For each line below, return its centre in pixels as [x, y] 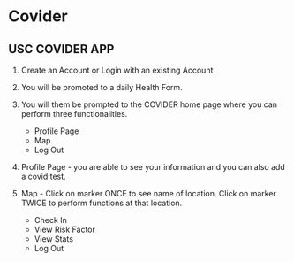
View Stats [54, 239]
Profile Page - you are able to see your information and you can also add [153, 167]
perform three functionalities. [74, 114]
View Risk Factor [65, 229]
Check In [50, 220]
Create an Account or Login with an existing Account [117, 70]
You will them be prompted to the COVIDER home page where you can [149, 104]
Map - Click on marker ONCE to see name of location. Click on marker [149, 193]
